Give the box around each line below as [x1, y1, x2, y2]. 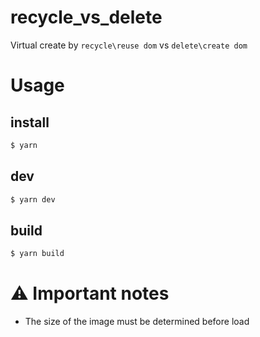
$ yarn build [10, 249, 65, 259]
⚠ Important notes [10, 282, 170, 305]
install [10, 114, 50, 131]
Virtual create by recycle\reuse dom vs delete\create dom [10, 39, 248, 51]
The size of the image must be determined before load [24, 316, 250, 328]
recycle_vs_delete [10, 6, 163, 29]
